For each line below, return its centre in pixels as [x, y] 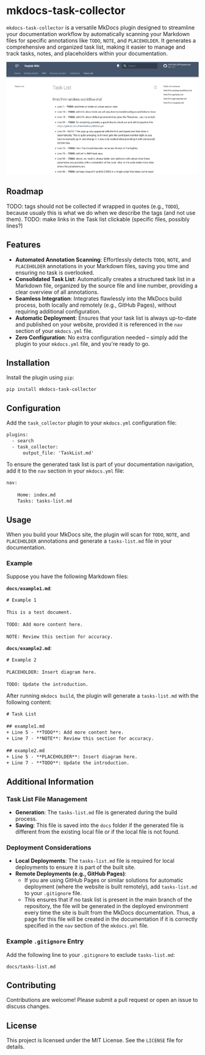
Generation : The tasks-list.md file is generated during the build [96, 812]
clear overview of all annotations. [57, 292]
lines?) [15, 226]
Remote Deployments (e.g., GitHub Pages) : [71, 874]
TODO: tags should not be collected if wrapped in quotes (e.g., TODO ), [93, 206]
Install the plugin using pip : [40, 377]
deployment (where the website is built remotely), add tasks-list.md [110, 887]
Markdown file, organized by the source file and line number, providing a [106, 285]
